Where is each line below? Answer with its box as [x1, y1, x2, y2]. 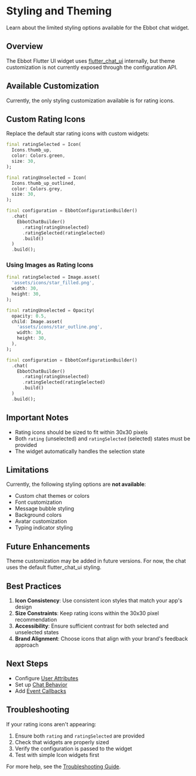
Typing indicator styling [14, 524, 73, 531]
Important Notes [6, 413, 69, 423]
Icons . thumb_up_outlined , [11, 180, 76, 186]
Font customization [14, 498, 63, 506]
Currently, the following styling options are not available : [6, 480, 146, 488]
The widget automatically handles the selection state [14, 448, 145, 455]
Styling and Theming [6, 4, 112, 18]
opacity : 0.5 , [11, 313, 47, 319]
